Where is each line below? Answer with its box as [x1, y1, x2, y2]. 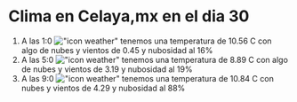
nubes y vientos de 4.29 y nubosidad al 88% [20, 82, 186, 93]
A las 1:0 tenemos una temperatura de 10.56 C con [20, 35, 272, 46]
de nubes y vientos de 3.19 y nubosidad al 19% [20, 64, 193, 75]
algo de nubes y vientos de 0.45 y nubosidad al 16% [20, 44, 213, 55]
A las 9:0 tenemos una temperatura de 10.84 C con [20, 73, 275, 83]
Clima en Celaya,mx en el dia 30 [8, 6, 250, 27]
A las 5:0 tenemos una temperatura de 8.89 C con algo [20, 54, 288, 65]
